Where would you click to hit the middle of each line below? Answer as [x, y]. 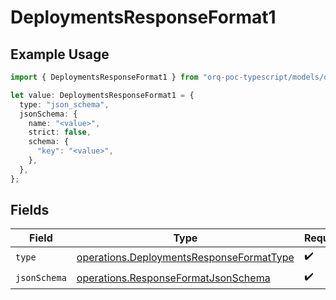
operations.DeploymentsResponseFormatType [185, 257]
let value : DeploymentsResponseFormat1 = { [102, 95]
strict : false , [60, 132]
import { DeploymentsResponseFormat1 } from [104, 77]
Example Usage [60, 54]
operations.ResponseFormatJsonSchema [173, 278]
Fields [30, 210]
